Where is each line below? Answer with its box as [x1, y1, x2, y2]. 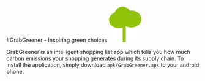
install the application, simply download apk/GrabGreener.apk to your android [6, 61, 199, 68]
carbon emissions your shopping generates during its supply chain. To [6, 55, 184, 62]
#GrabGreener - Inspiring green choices [6, 36, 108, 44]
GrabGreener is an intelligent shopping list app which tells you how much [6, 48, 191, 55]
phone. [6, 68, 24, 75]
